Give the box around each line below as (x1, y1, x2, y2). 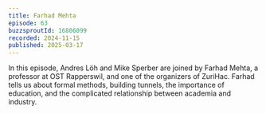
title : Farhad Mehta (8, 11, 77, 20)
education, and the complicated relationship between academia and (8, 88, 232, 98)
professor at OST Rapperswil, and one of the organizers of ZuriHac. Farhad (8, 72, 255, 81)
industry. (8, 97, 37, 107)
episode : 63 (8, 19, 48, 27)
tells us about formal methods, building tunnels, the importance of (8, 81, 225, 90)
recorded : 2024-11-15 (8, 33, 80, 42)
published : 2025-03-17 (8, 41, 84, 49)
